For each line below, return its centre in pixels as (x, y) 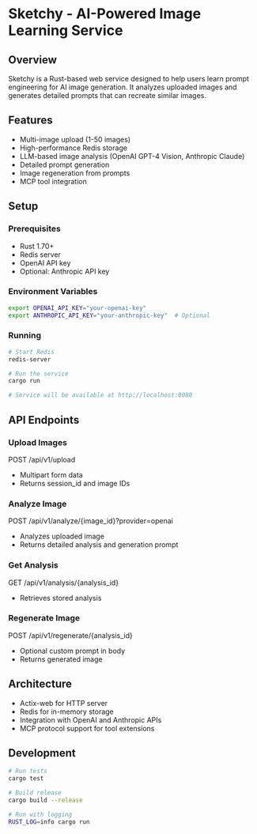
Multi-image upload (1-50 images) (75, 139)
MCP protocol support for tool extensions (87, 728)
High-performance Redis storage (74, 148)
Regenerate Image (44, 618)
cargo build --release (45, 800)
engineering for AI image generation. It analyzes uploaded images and (123, 87)
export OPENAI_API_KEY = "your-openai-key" (77, 308)
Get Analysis (33, 565)
